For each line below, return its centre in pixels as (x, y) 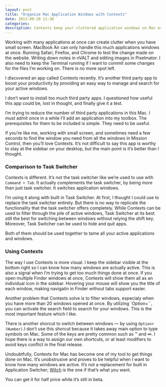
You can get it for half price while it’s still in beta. (54, 379)
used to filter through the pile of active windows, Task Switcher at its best (80, 214)
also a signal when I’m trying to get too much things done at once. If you (79, 273)
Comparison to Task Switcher (41, 167)
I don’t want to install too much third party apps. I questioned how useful (79, 98)
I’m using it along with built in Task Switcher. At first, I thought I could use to (82, 198)
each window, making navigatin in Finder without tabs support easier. (76, 288)
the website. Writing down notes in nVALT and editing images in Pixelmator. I (83, 58)
